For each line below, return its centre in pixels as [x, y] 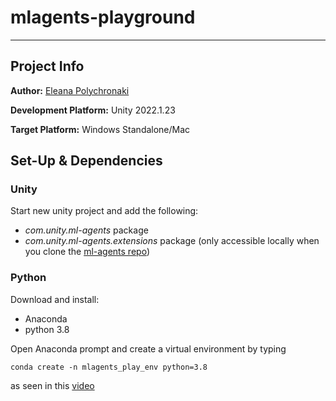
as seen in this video [52, 385]
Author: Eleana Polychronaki [70, 90]
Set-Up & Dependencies [86, 161]
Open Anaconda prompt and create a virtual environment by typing [148, 348]
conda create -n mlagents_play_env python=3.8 [109, 367]
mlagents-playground [103, 17]
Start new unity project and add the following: [104, 211]
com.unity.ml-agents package [86, 230]
